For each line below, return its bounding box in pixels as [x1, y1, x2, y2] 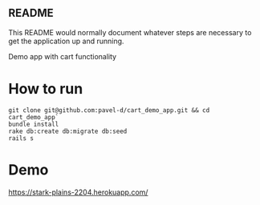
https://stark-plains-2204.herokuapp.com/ [8, 187, 148, 197]
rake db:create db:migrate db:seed [8, 127, 128, 135]
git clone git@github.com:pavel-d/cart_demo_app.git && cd [8, 106, 210, 115]
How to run [8, 80, 83, 98]
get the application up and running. [8, 36, 124, 46]
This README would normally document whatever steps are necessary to [8, 27, 252, 37]
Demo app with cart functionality [8, 51, 117, 61]
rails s [8, 134, 35, 143]
